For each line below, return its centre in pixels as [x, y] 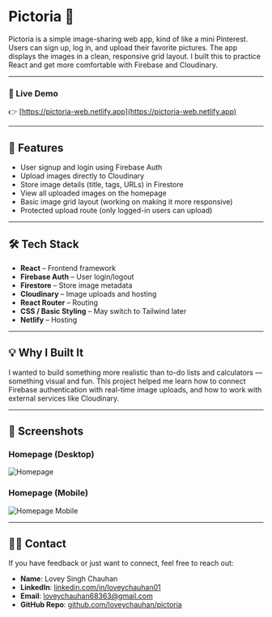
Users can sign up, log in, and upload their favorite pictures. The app [123, 47]
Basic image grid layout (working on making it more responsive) [126, 202]
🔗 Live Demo [33, 93]
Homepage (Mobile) [49, 493]
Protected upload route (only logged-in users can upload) [116, 211]
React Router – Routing [59, 302]
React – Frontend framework [68, 268]
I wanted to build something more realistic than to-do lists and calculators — [136, 372]
